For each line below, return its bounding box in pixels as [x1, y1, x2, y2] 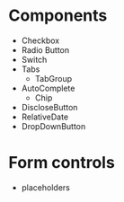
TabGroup [34, 73, 73, 83]
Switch [21, 54, 48, 65]
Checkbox [21, 35, 60, 46]
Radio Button [21, 44, 70, 55]
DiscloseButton [21, 101, 78, 112]
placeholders [21, 181, 71, 193]
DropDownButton [21, 120, 86, 131]
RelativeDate [21, 111, 69, 122]
